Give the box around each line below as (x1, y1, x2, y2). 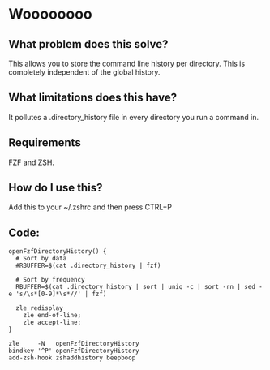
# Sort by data (15, 255, 67, 263)
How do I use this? (8, 181, 103, 195)
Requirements (8, 136, 81, 150)
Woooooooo (8, 5, 93, 24)
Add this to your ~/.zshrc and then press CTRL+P (8, 202, 173, 212)
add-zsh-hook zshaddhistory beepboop (8, 354, 136, 362)
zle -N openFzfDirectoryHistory (8, 340, 139, 348)
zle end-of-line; (23, 312, 82, 320)
